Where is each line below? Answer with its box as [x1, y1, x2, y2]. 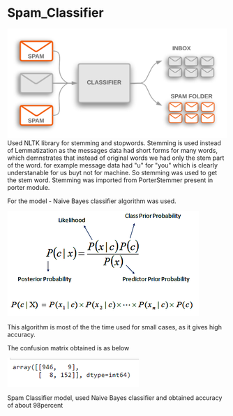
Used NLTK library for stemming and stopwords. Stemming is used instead [7, 139, 222, 147]
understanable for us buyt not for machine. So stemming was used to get [7, 169, 218, 177]
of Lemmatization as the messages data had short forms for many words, [7, 147, 218, 155]
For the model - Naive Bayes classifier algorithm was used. [7, 197, 176, 205]
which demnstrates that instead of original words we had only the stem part [7, 154, 225, 162]
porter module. [7, 184, 50, 192]
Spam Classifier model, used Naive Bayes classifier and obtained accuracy [7, 394, 223, 402]
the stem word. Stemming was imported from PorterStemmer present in [7, 176, 213, 184]
